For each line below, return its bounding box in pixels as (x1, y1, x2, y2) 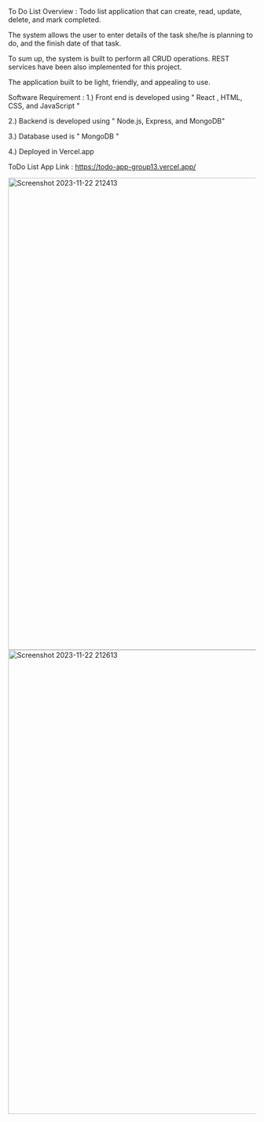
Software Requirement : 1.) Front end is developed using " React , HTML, (8, 93, 243, 101)
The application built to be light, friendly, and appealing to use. (8, 78, 211, 87)
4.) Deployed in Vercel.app (8, 147, 94, 156)
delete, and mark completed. (8, 15, 101, 24)
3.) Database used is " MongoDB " (8, 131, 119, 141)
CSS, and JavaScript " (8, 101, 80, 110)
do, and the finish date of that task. (8, 39, 122, 48)
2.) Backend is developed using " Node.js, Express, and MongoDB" (8, 116, 225, 125)
